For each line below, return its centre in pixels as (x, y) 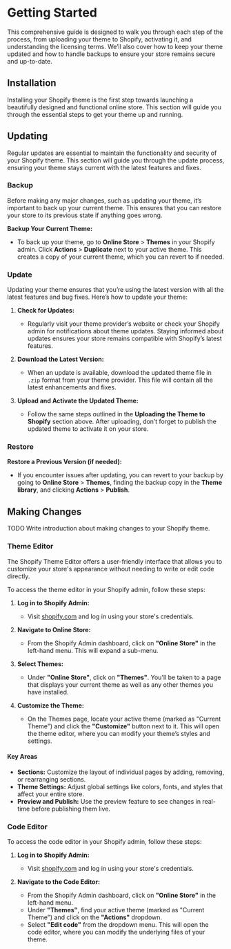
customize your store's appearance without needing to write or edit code (111, 569)
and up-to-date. (30, 61)
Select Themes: (40, 664)
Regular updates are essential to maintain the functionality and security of (112, 153)
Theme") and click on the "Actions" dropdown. (95, 917)
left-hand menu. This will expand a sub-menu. (93, 650)
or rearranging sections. (51, 779)
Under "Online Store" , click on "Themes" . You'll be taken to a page (124, 677)
